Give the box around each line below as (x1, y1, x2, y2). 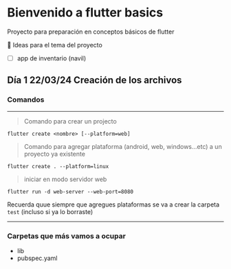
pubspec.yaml (16, 254, 58, 262)
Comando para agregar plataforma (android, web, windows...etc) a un (23, 142, 222, 150)
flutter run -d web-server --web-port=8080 (7, 188, 134, 195)
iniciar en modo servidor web (23, 175, 107, 183)
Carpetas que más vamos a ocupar (7, 231, 126, 241)
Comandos (7, 95, 45, 104)
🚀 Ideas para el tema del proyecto (7, 40, 103, 49)
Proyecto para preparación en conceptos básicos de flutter (7, 27, 175, 36)
